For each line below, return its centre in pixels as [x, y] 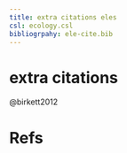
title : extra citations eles [63, 17]
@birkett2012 [34, 102]
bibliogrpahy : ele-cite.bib [61, 34]
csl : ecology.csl [41, 26]
